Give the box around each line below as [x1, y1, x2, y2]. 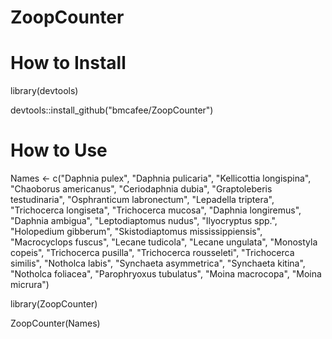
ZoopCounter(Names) [10, 317, 101, 330]
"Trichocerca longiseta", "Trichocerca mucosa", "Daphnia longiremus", [10, 204, 302, 216]
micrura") [10, 279, 50, 291]
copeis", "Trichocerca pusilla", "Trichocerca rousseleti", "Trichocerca [10, 247, 295, 259]
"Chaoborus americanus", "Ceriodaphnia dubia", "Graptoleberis [10, 183, 273, 195]
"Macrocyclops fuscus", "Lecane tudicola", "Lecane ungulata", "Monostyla [10, 236, 318, 248]
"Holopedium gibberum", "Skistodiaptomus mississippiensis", [10, 226, 263, 238]
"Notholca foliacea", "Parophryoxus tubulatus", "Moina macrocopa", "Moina [10, 268, 322, 280]
